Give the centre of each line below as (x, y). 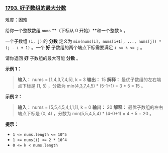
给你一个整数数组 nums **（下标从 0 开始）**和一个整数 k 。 (67, 31)
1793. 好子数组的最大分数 (36, 8)
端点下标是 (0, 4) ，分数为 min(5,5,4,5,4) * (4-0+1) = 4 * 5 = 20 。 (86, 114)
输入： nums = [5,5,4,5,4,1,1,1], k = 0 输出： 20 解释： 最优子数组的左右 (90, 107)
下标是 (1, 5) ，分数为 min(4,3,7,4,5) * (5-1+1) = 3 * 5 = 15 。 (84, 86)
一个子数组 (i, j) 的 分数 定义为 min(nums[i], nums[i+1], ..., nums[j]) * (83, 41)
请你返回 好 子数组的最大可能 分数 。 (43, 58)
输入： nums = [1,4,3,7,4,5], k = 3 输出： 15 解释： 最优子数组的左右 (87, 80)
